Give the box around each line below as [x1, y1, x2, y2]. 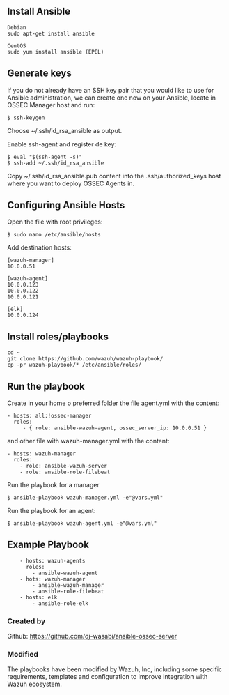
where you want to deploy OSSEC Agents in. [7, 179, 135, 188]
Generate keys [7, 68, 72, 79]
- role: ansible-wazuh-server [19, 463, 108, 470]
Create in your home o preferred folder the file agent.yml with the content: [7, 399, 220, 407]
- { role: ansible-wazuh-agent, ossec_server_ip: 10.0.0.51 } [22, 425, 207, 431]
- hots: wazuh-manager [19, 575, 86, 583]
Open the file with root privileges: [7, 217, 103, 226]
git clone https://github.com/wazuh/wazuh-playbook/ [7, 356, 164, 362]
